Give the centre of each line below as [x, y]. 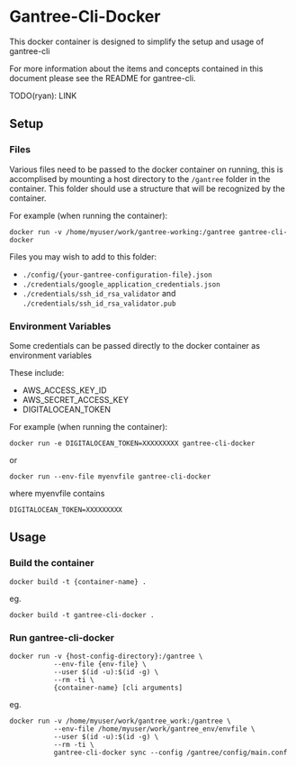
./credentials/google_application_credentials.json [121, 284]
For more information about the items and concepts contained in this [136, 68]
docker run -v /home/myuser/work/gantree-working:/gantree [122, 232]
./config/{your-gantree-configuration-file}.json [117, 275]
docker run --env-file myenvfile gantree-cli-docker [110, 476]
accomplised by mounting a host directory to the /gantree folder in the [140, 178]
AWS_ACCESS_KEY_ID [64, 390]
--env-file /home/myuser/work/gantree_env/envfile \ [154, 729]
